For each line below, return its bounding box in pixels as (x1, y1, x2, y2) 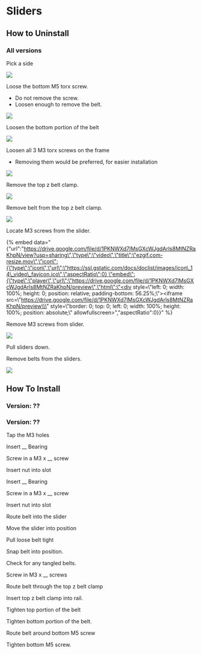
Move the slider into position (6, 525, 77, 532)
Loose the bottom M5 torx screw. (6, 82, 88, 90)
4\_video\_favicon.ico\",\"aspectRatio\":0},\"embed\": (6, 270, 135, 278)
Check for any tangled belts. (6, 560, 77, 567)
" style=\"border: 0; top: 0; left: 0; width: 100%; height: (46, 302, 181, 310)
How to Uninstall (6, 28, 69, 38)
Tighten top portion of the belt (6, 606, 81, 614)
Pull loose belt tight (6, 536, 54, 543)
